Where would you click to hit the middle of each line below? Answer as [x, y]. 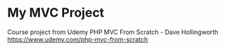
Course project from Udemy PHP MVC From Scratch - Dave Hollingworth [113, 32]
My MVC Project [56, 13]
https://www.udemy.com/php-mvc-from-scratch [78, 39]
